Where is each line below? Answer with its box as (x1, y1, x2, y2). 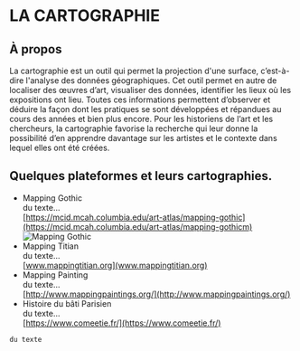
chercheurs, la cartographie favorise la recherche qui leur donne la (9, 123, 258, 134)
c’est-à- (260, 65, 290, 76)
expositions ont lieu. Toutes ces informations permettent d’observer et (9, 94, 271, 105)
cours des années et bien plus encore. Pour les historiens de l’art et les (9, 114, 274, 124)
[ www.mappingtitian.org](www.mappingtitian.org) (22, 260, 208, 270)
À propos (9, 42, 62, 57)
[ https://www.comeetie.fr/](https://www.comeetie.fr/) (22, 318, 221, 328)
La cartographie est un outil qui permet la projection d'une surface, (9, 65, 259, 76)
